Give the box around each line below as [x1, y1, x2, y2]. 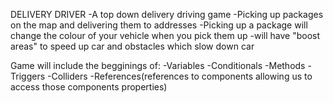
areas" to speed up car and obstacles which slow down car [10, 40, 255, 52]
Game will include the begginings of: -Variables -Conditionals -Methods [10, 60, 306, 71]
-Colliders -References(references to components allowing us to [46, 70, 313, 82]
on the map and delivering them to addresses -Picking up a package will [10, 19, 308, 31]
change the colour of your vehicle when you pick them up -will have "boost [10, 30, 321, 41]
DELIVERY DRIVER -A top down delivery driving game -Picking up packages [10, 9, 324, 20]
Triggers [10, 70, 46, 82]
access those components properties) [10, 81, 168, 93]
